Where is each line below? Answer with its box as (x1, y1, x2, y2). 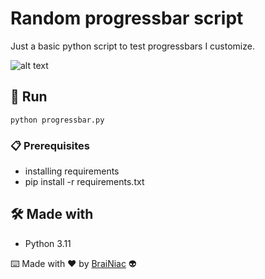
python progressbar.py (10, 115, 105, 125)
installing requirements (24, 165, 120, 177)
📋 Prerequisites (10, 138, 90, 152)
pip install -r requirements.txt (24, 176, 145, 188)
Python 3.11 (24, 237, 72, 249)
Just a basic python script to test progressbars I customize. (10, 40, 255, 52)
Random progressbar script (10, 7, 244, 30)
